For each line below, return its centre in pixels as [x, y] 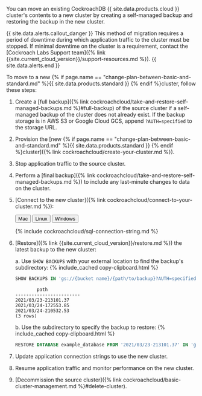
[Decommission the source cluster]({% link [68, 380]
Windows [65, 219]
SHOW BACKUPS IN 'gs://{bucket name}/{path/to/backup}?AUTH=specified [106, 279]
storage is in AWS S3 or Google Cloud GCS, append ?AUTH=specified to [103, 121]
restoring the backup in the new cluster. [56, 21]
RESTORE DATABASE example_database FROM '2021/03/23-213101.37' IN [102, 345]
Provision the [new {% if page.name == [64, 139]
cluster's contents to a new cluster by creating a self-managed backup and [99, 15]
